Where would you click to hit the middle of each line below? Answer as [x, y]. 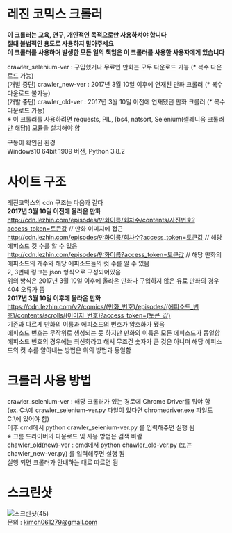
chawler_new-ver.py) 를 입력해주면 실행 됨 [66, 453]
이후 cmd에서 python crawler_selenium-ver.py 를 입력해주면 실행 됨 [101, 427]
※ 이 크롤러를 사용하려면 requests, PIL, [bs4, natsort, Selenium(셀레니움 [107, 119]
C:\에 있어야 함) [28, 418]
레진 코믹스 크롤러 [55, 14]
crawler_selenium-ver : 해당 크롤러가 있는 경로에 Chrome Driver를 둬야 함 [109, 401]
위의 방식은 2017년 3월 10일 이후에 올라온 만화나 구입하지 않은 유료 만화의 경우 [113, 280]
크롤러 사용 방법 [49, 381]
